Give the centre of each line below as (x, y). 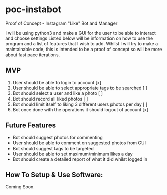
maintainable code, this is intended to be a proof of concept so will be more (84, 49)
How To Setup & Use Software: (54, 175)
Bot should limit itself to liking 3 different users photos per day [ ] (80, 104)
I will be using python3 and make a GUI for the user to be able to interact (81, 33)
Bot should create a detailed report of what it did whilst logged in (80, 159)
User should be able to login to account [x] (57, 82)
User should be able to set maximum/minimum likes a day (72, 154)
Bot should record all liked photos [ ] (50, 99)
